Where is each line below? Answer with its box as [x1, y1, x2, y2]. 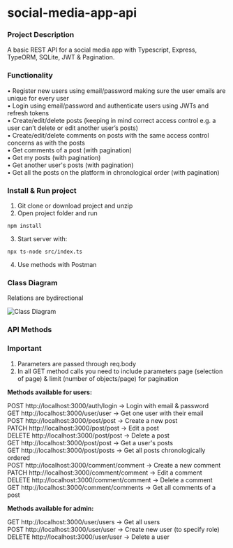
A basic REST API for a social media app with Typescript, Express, [7, 45, 197, 54]
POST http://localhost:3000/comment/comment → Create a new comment [7, 461, 221, 469]
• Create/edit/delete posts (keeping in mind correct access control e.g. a [7, 116, 216, 124]
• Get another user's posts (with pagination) [7, 161, 134, 169]
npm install [7, 222, 42, 230]
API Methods [7, 325, 52, 335]
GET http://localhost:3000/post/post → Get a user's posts [7, 438, 173, 447]
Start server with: [17, 235, 68, 243]
